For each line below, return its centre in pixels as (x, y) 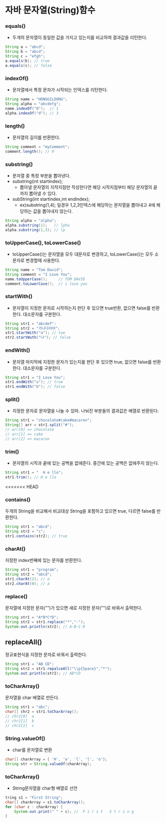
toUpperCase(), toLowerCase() (43, 243)
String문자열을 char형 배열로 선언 (45, 788)
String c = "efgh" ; (25, 56)
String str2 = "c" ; (25, 532)
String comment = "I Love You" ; (38, 274)
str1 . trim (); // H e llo (31, 477)
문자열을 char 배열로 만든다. (32, 697)
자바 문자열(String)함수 (50, 10)
